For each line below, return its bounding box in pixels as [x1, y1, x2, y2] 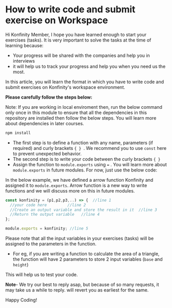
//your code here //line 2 [10, 202, 86, 207]
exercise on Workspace [5, 14, 108, 26]
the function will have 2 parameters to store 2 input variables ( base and [12, 256, 163, 262]
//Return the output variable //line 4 [10, 212, 100, 217]
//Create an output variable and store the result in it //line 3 [10, 207, 158, 213]
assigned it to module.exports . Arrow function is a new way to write [5, 182, 147, 188]
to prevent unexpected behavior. [12, 150, 82, 157]
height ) [12, 262, 29, 268]
